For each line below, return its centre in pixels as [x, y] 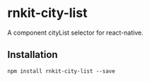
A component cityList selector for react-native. [75, 33]
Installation [33, 55]
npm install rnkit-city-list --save [61, 71]
